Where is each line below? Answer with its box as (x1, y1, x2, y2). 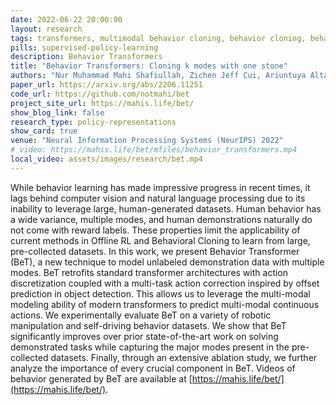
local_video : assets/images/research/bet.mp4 (10, 154, 203, 164)
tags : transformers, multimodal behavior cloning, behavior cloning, (10, 33, 307, 43)
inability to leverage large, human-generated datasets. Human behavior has (10, 202, 322, 215)
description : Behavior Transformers (10, 52, 163, 62)
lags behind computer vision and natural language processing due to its (10, 192, 306, 204)
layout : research (10, 24, 83, 34)
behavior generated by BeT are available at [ (10, 372, 193, 385)
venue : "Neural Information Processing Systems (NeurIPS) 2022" (10, 136, 284, 146)
